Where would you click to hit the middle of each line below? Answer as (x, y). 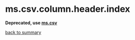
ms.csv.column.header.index (68, 9)
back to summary (23, 32)
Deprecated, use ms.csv (31, 23)
